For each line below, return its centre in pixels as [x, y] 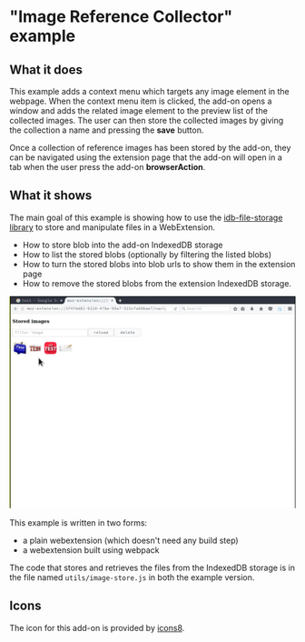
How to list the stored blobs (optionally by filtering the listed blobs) [147, 254]
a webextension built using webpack [91, 550]
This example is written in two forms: [79, 522]
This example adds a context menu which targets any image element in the [150, 91]
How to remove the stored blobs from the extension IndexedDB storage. [157, 283]
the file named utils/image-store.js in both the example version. [132, 577]
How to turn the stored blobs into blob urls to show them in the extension [159, 264]
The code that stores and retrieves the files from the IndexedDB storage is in [152, 567]
